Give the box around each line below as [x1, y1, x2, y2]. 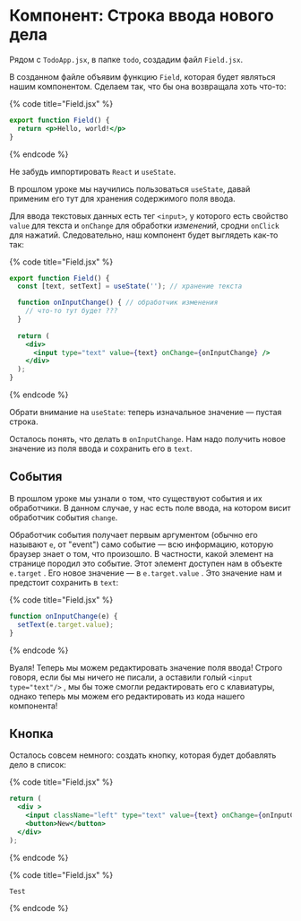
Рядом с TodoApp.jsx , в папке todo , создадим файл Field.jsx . [9, 54, 244, 65]
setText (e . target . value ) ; [17, 620, 115, 629]
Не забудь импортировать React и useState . [9, 166, 176, 177]
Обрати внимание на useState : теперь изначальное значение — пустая [9, 407, 282, 418]
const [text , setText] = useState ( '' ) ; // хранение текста [17, 282, 243, 291]
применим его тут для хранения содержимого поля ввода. [9, 193, 236, 204]
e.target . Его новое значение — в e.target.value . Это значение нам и [9, 567, 282, 578]
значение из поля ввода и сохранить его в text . [9, 443, 193, 454]
